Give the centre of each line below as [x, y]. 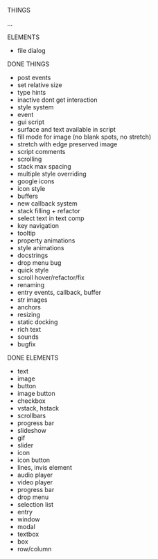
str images [32, 300]
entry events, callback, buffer [59, 292]
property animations [46, 240]
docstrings [33, 255]
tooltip [26, 233]
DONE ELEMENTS [33, 358]
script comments [41, 152]
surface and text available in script [67, 129]
